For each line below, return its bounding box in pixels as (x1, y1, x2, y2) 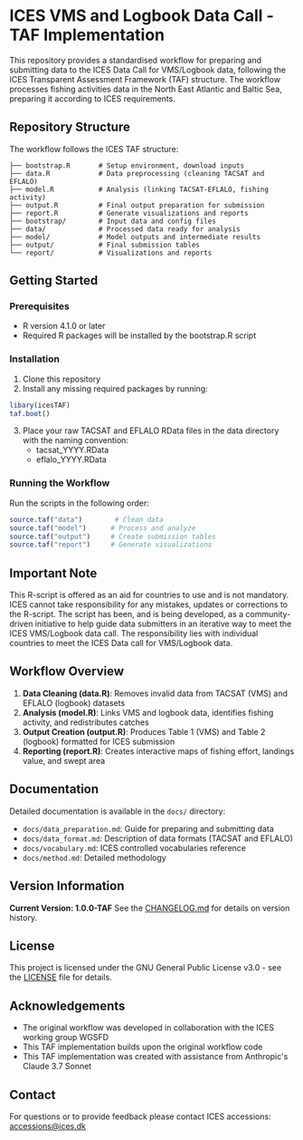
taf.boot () (9, 409, 51, 418)
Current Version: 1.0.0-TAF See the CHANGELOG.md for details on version (9, 903, 290, 913)
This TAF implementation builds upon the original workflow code (22, 1041, 263, 1052)
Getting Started (9, 273, 99, 288)
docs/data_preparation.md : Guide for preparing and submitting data (22, 823, 274, 834)
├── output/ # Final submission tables (9, 240, 201, 249)
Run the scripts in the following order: (9, 498, 149, 508)
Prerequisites (9, 300, 70, 313)
